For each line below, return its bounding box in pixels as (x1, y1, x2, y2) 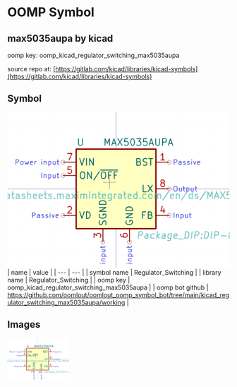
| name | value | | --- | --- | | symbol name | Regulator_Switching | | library (7, 268, 221, 276)
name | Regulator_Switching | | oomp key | (7, 275, 130, 284)
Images (7, 318, 41, 331)
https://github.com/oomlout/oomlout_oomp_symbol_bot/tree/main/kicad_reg (7, 290, 230, 299)
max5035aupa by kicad (7, 32, 114, 44)
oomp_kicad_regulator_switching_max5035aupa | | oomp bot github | (7, 283, 209, 292)
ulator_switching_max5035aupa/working (7, 298, 126, 306)
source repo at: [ (7, 65, 56, 73)
